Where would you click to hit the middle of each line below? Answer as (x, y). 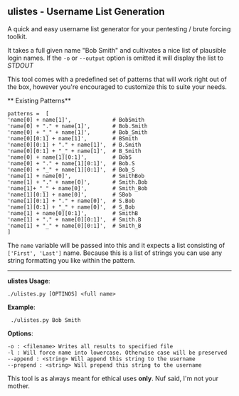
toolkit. (17, 36)
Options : (20, 333)
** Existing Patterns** (39, 100)
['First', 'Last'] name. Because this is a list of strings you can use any (115, 253)
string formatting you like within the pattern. (71, 260)
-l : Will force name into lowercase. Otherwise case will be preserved (117, 353)
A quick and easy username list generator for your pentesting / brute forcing (119, 28)
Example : (21, 307)
